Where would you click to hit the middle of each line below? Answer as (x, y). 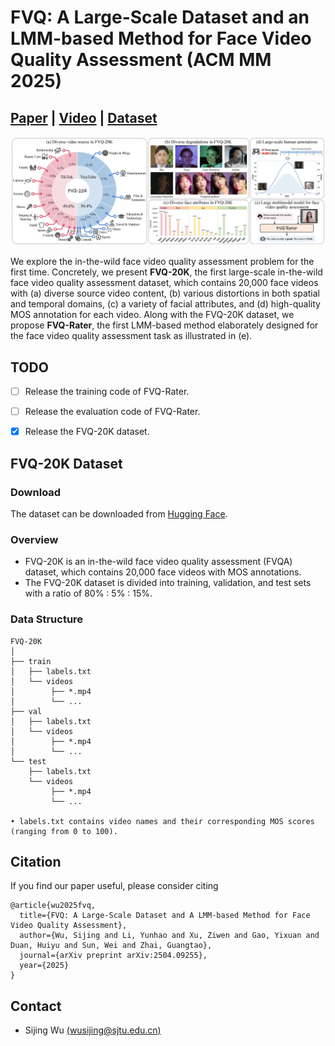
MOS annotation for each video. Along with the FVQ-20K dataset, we (152, 315)
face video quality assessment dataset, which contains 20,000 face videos (164, 283)
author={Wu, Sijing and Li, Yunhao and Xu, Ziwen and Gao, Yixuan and (169, 936)
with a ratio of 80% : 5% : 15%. (88, 593)
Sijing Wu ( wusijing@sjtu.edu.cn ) (93, 1030)
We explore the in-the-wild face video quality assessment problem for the (162, 262)
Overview (34, 539)
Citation (36, 861)
